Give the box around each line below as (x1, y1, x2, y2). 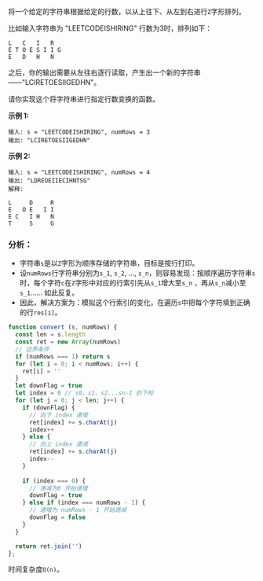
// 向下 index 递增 (28, 411, 89, 419)
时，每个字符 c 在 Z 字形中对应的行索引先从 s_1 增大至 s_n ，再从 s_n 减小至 (19, 278, 247, 288)
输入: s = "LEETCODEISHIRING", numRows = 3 (8, 128, 151, 136)
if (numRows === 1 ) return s (15, 352, 111, 360)
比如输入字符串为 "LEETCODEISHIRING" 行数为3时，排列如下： (8, 24, 213, 33)
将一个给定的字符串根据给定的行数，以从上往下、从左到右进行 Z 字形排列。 (8, 7, 246, 16)
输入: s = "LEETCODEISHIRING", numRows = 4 (8, 168, 151, 176)
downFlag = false (28, 513, 86, 521)
